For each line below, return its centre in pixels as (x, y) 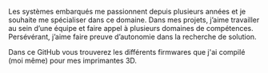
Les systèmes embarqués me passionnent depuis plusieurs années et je (127, 12)
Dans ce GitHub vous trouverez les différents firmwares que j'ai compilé (127, 52)
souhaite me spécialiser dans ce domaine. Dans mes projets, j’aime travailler (134, 20)
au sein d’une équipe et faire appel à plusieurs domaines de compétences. (131, 28)
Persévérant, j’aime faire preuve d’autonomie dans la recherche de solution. (133, 36)
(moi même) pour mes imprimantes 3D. (73, 60)
